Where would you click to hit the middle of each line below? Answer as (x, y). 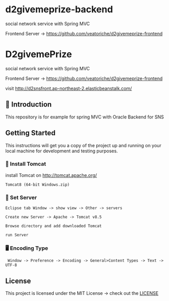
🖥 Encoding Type (27, 248)
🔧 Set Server (21, 197)
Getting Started (30, 133)
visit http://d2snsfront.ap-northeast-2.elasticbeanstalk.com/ (69, 88)
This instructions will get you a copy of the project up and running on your (83, 145)
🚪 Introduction (29, 104)
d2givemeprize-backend (59, 9)
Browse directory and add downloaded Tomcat (54, 226)
